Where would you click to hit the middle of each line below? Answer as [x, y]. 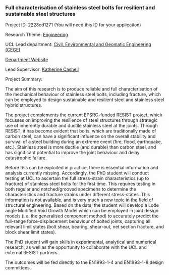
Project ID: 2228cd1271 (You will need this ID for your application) [73, 25]
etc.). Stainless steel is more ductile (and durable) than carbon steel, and [81, 147]
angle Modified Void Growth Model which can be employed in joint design [82, 211]
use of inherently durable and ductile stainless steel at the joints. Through [81, 126]
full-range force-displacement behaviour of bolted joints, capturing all [78, 221]
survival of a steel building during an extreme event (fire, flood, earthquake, [84, 142]
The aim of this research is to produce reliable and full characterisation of [81, 89]
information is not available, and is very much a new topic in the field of [79, 200]
